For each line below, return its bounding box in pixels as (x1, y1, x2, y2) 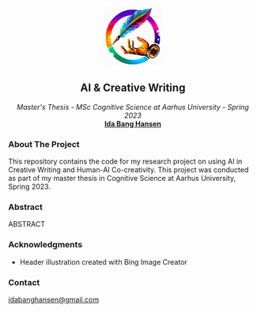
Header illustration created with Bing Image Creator (19, 257, 187, 266)
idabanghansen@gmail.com (8, 295, 100, 304)
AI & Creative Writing (80, 81, 186, 95)
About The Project (8, 138, 81, 149)
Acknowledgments (8, 239, 83, 250)
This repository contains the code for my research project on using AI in (8, 156, 243, 167)
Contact (8, 276, 40, 288)
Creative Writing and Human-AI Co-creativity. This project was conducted (8, 165, 249, 175)
